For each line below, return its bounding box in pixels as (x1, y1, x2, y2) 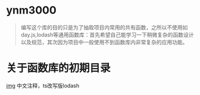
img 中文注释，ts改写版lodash (6, 82, 79, 89)
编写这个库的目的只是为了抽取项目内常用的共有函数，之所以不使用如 (20, 24, 188, 31)
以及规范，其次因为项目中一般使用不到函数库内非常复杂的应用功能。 (20, 38, 188, 45)
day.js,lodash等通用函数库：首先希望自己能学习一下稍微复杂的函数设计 (20, 31, 195, 38)
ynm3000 (6, 4, 57, 17)
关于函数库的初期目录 (6, 61, 111, 75)
